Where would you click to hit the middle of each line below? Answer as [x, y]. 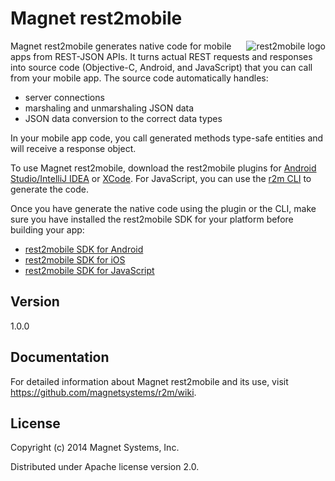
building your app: [47, 229]
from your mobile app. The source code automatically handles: [139, 78]
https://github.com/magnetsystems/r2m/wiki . [103, 392]
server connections [64, 97]
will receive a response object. [73, 148]
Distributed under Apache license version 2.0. [105, 467]
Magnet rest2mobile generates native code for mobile [121, 46]
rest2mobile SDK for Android [84, 249]
